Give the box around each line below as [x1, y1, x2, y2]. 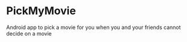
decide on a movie [6, 30, 52, 37]
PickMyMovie [6, 4, 76, 18]
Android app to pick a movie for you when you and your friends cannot [6, 24, 181, 31]
